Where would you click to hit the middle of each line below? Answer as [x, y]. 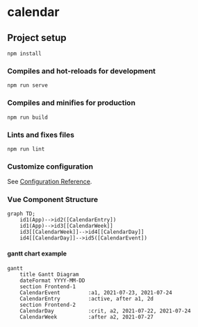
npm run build [28, 117]
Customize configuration [50, 166]
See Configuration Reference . [50, 182]
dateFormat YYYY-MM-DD [52, 280]
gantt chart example [37, 253]
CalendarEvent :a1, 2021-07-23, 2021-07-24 [96, 292]
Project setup [37, 38]
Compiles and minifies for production [71, 103]
